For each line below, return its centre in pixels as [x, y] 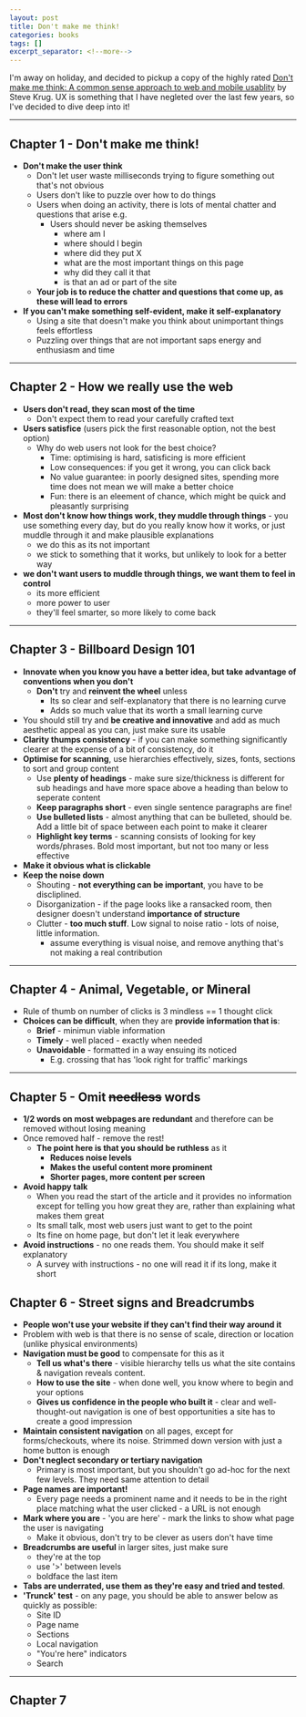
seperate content [68, 797]
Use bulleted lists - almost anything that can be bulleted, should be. [164, 817]
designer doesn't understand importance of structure [138, 913]
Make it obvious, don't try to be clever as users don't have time [154, 1537]
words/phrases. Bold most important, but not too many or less [153, 846]
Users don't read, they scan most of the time [109, 409]
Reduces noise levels [91, 1157]
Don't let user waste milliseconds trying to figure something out [155, 175]
